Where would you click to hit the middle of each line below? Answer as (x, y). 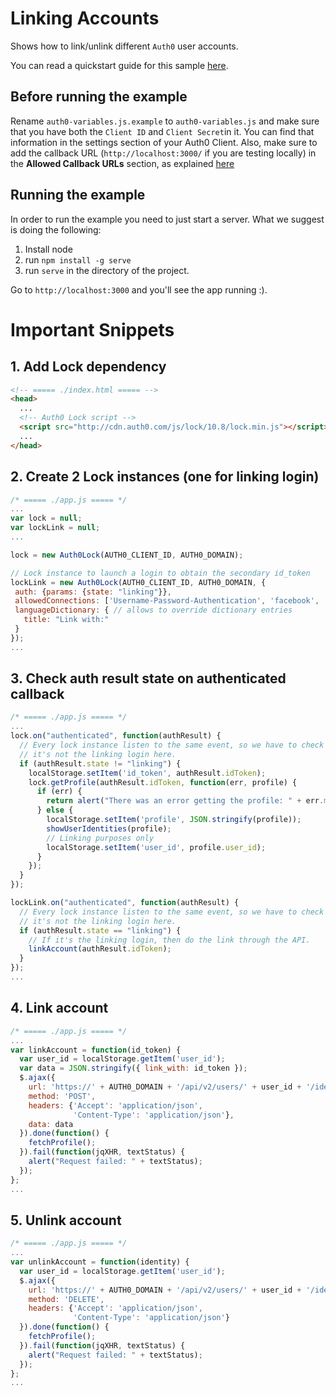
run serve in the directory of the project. (107, 270)
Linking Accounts (85, 18)
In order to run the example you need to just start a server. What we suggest (167, 219)
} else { (55, 810)
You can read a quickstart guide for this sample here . (119, 65)
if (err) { (59, 792)
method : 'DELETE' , (66, 1299)
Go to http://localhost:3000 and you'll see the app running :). (139, 289)
